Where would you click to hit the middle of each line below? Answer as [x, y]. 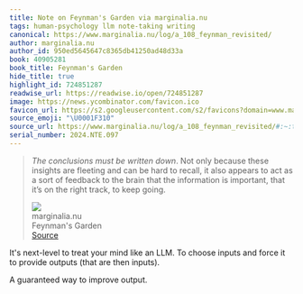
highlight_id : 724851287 [56, 85]
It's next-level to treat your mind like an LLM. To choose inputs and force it [147, 253]
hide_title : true [42, 77]
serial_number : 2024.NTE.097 [64, 135]
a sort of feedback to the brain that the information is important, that [158, 179]
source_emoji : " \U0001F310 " [62, 118]
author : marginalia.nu [52, 43]
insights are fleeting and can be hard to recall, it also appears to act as [162, 170]
